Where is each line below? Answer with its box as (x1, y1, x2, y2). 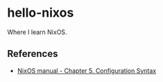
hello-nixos (7, 5, 74, 21)
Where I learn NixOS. (7, 28, 67, 36)
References (7, 48, 58, 60)
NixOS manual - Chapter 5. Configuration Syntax (17, 66, 157, 74)
